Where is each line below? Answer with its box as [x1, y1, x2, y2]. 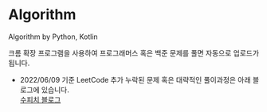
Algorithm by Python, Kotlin [8, 32, 98, 41]
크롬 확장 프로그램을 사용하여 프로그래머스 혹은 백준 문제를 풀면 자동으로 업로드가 [8, 48, 260, 57]
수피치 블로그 [19, 95, 61, 104]
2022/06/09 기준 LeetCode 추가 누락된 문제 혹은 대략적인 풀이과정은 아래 [19, 75, 251, 84]
